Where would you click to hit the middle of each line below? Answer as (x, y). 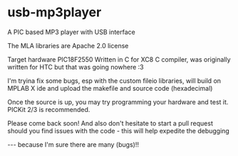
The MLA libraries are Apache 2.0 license (68, 45)
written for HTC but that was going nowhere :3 (76, 67)
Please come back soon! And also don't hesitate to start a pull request (110, 123)
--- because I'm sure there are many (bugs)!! (73, 144)
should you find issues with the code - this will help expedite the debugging (118, 130)
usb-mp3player (55, 12)
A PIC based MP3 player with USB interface (71, 32)
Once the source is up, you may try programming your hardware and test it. (118, 102)
